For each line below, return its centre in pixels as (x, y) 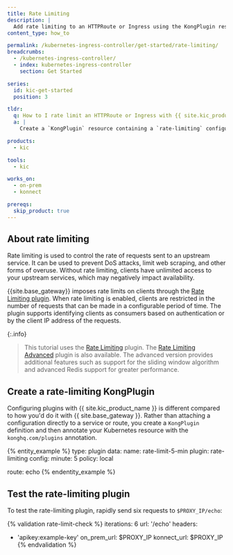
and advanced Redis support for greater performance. (102, 370)
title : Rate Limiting (38, 14)
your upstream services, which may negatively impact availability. (101, 277)
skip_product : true (42, 211)
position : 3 (31, 97)
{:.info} (17, 334)
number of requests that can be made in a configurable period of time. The (114, 306)
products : (21, 141)
